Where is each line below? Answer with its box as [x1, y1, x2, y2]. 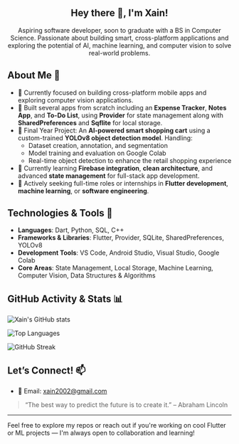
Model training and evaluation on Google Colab [28, 149, 166, 157]
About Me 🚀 [7, 69, 60, 82]
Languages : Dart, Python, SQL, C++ [17, 226, 124, 235]
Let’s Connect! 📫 [7, 364, 86, 376]
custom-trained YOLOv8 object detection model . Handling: [17, 133, 193, 142]
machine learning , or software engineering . [17, 186, 149, 195]
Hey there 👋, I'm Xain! [70, 7, 169, 19]
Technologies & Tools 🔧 [7, 207, 113, 219]
